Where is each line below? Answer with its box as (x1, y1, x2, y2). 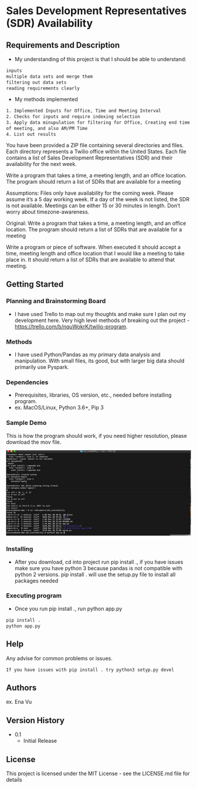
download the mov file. (6, 438, 62, 445)
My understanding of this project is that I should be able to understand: (14, 56, 186, 62)
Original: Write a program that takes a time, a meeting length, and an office (6, 220, 186, 227)
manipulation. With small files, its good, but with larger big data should (14, 357, 185, 364)
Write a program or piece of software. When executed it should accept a (6, 244, 181, 251)
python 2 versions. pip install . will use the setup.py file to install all (14, 571, 176, 578)
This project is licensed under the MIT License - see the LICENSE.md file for (6, 770, 190, 777)
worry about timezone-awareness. (6, 208, 90, 215)
